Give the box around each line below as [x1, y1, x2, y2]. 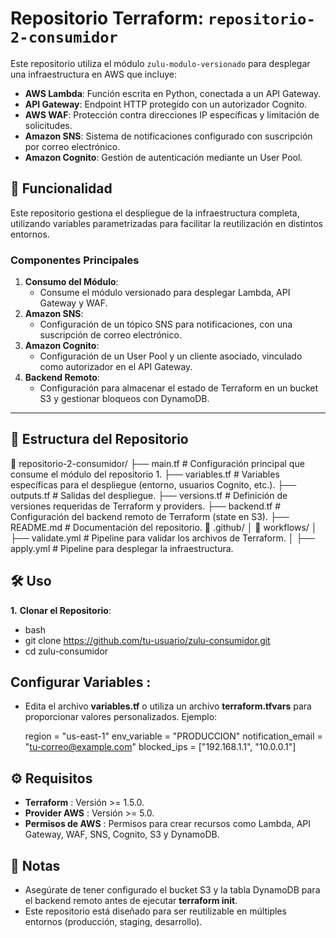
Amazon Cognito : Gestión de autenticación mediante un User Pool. [24, 151, 303, 163]
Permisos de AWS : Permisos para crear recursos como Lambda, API [24, 818, 312, 830]
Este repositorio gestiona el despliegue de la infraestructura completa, [10, 207, 300, 219]
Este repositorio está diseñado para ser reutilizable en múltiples [24, 905, 287, 917]
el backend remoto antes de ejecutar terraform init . [24, 895, 238, 907]
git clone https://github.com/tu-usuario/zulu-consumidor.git [24, 634, 271, 646]
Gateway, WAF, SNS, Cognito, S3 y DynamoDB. [24, 828, 220, 841]
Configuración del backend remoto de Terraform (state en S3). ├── [10, 510, 290, 522]
